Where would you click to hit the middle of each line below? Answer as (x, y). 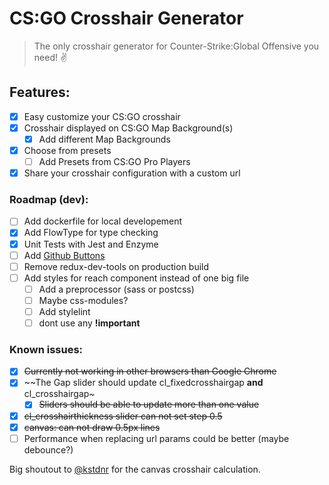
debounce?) (48, 449)
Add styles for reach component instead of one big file (136, 278)
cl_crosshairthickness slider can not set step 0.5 (123, 416)
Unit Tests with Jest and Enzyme (91, 244)
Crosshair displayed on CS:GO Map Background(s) (128, 128)
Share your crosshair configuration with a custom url (132, 173)
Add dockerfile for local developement (103, 221)
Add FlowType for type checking (91, 233)
